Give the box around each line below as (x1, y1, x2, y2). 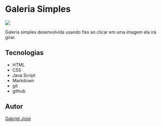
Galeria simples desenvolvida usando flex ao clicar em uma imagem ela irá (5, 29, 157, 35)
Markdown (12, 78, 34, 84)
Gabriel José (5, 115, 31, 122)
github (12, 88, 26, 94)
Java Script (12, 72, 35, 78)
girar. (5, 34, 16, 40)
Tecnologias (5, 48, 44, 57)
